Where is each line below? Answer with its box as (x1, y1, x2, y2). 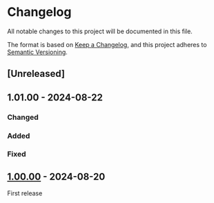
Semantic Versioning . (7, 48, 68, 56)
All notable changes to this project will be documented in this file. (7, 27, 193, 35)
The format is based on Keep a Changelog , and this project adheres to (7, 40, 207, 48)
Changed (7, 112, 39, 122)
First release (7, 189, 43, 197)
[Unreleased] (7, 68, 66, 80)
